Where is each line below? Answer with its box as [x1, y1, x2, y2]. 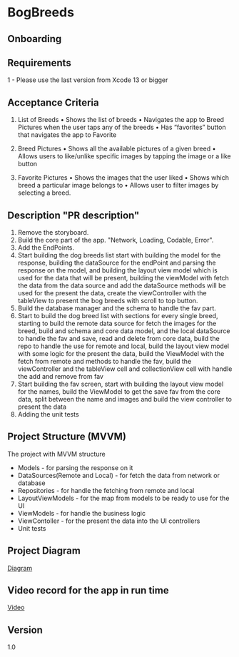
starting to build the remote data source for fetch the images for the [17, 319, 217, 328]
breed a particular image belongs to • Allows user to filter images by [17, 181, 219, 190]
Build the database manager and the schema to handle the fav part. [17, 304, 216, 312]
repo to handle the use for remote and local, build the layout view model [17, 342, 230, 350]
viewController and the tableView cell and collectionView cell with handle [17, 365, 233, 373]
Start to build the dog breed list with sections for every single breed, [17, 312, 218, 320]
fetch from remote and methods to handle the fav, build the [17, 357, 192, 366]
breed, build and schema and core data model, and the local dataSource [17, 327, 230, 335]
